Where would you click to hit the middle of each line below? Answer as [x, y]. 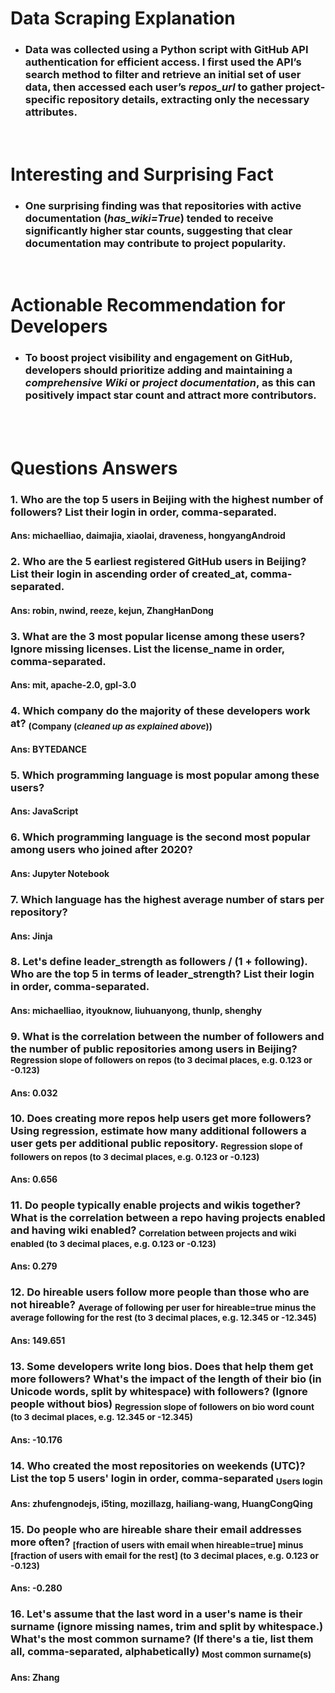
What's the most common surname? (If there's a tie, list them [162, 1639]
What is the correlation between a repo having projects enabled [168, 1218]
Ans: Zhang [35, 1678]
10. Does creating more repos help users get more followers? [161, 1119]
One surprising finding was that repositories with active [163, 205]
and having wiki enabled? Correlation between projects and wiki [153, 1231]
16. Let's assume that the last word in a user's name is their [156, 1614]
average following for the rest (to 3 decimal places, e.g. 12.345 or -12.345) [163, 1318]
